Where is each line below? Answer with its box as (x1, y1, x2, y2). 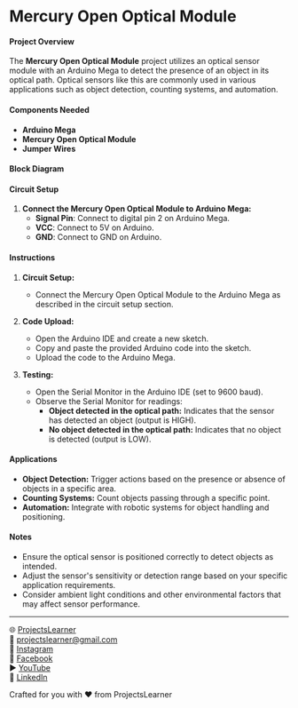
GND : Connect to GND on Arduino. (35, 232, 162, 243)
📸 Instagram (9, 644, 54, 654)
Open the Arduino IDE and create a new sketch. (35, 333, 209, 344)
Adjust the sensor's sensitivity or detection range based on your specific (21, 570, 288, 581)
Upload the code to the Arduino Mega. (35, 352, 176, 362)
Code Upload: (21, 315, 74, 326)
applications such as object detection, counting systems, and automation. (9, 84, 278, 95)
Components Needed (9, 104, 90, 115)
